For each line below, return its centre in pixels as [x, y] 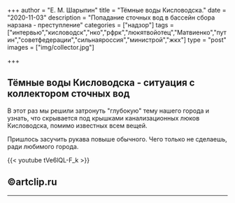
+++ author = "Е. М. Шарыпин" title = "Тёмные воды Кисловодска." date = [117, 10]
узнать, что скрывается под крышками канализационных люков [104, 118]
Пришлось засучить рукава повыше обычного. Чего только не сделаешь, [117, 139]
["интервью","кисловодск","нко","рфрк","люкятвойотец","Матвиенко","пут [117, 32]
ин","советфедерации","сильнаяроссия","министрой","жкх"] [97, 40]
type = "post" [207, 40]
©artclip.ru [32, 182]
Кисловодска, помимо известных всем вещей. [78, 125]
